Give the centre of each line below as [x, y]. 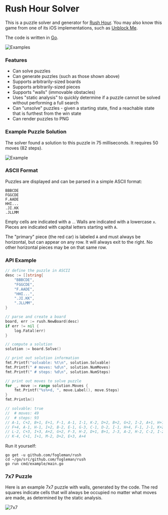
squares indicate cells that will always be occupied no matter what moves [81, 493]
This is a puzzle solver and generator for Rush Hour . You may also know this [84, 22]
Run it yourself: [21, 446]
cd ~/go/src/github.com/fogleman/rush [45, 460]
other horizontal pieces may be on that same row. [56, 247]
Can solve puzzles [31, 71]
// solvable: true [24, 409]
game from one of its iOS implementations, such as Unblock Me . [71, 27]
